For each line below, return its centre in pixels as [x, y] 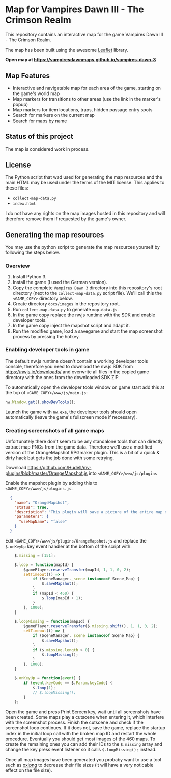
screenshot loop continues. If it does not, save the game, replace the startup [85, 728]
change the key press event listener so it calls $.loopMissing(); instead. [81, 750]
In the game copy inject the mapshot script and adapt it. [71, 326]
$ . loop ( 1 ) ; [44, 688]
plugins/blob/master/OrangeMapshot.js [47, 473]
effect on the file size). [29, 770]
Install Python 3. [30, 277]
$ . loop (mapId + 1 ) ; [62, 598]
